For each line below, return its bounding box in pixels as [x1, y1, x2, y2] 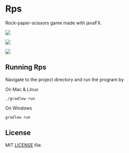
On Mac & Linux [5, 86, 39, 92]
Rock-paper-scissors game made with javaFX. [5, 20, 102, 26]
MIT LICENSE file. [5, 142, 42, 148]
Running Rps [5, 63, 47, 71]
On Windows [5, 105, 32, 111]
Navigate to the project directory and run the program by [5, 76, 124, 83]
